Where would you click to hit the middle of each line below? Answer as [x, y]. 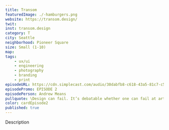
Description [17, 122]
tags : [11, 56]
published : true [22, 108]
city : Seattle [20, 38]
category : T [18, 33]
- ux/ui [22, 61]
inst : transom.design [28, 29]
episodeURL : [18, 84]
